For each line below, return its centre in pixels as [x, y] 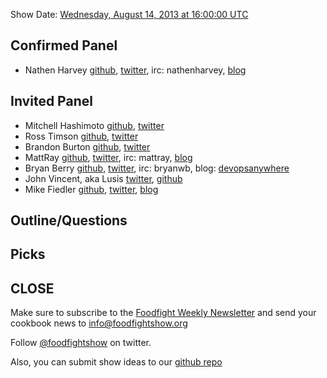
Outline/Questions [69, 220]
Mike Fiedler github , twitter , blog [91, 189]
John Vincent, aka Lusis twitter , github [103, 178]
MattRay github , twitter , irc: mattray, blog [108, 157]
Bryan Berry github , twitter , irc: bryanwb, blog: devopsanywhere [157, 168]
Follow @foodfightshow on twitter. [81, 343]
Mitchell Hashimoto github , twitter [94, 125]
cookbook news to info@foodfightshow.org [99, 323]
